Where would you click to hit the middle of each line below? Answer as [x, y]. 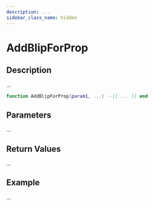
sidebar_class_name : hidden [42, 18]
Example [23, 183]
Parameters [29, 115]
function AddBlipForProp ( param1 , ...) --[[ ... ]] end [77, 96]
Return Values [34, 149]
